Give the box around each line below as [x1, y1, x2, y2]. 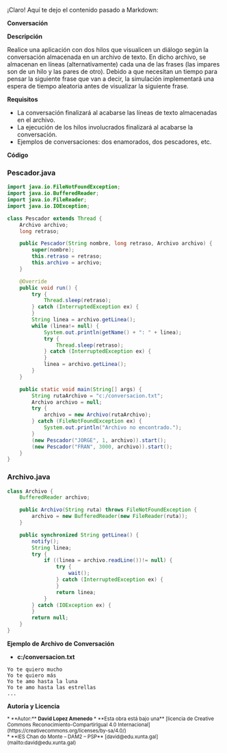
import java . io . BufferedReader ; [7, 190, 99, 197]
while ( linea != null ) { [31, 322, 99, 330]
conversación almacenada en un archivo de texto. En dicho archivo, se [7, 53, 206, 61]
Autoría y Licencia [7, 702, 60, 710]
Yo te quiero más [7, 671, 57, 679]
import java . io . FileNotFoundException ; [7, 184, 121, 190]
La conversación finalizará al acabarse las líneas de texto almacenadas [16, 109, 217, 116]
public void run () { [19, 284, 78, 291]
